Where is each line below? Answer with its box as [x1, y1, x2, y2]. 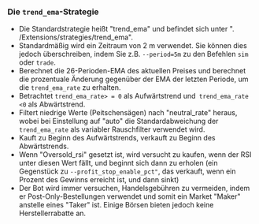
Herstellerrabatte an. [18, 208, 87, 218]
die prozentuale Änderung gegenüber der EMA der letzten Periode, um [18, 74, 249, 84]
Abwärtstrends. [18, 141, 69, 151]
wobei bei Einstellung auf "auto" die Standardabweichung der [18, 117, 219, 126]
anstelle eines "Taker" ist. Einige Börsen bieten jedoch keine [18, 200, 214, 210]
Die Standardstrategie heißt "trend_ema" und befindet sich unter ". [18, 24, 235, 34]
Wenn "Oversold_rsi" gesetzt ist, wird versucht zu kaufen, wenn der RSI [18, 150, 252, 159]
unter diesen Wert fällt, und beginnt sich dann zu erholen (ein [18, 159, 218, 168]
